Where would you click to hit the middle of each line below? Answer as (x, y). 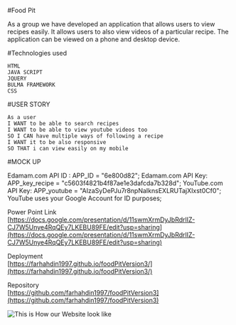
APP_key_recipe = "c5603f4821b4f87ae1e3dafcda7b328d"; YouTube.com (115, 183)
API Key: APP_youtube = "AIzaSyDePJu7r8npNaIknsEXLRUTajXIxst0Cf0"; (114, 191)
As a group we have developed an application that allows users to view (111, 24)
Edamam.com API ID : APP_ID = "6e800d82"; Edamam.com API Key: (108, 175)
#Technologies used (37, 53)
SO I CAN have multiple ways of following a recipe (85, 136)
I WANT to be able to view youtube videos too (77, 130)
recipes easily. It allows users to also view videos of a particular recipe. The (118, 32)
